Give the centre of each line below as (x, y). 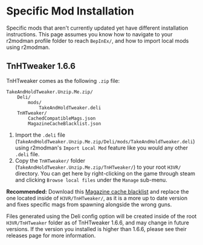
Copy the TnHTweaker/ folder (50, 160)
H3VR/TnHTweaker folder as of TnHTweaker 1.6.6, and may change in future (98, 223)
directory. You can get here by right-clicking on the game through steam (105, 173)
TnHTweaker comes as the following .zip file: (63, 80)
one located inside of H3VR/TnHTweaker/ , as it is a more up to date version (97, 198)
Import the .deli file (40, 135)
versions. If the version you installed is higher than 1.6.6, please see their (97, 229)
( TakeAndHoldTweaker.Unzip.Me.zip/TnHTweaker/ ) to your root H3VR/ (98, 167)
